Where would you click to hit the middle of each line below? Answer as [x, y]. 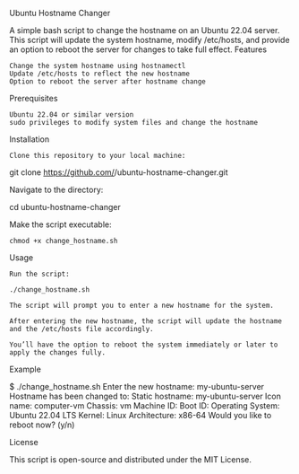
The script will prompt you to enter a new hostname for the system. [142, 305]
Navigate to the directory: [56, 189]
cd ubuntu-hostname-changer [65, 207]
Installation [30, 139]
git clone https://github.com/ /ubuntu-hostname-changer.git [119, 172]
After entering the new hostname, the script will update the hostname [145, 321]
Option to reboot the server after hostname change [107, 82]
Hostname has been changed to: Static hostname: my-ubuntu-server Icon [145, 396]
